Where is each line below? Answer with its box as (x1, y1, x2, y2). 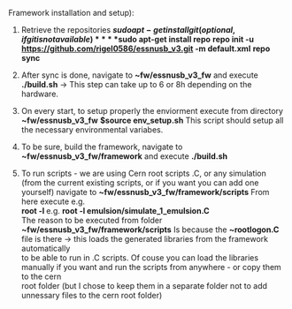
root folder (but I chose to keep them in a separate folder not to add (20, 281, 267, 290)
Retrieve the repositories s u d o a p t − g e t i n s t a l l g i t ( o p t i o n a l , (20, 25, 236, 34)
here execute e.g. (20, 196, 86, 207)
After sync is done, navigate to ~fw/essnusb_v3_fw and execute (20, 70, 258, 80)
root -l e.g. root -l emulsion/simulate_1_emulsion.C (20, 206, 210, 215)
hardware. (20, 88, 59, 99)
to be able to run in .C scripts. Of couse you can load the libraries (20, 252, 258, 263)
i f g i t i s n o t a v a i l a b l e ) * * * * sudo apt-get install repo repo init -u (20, 34, 254, 44)
